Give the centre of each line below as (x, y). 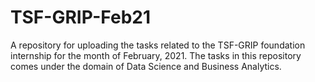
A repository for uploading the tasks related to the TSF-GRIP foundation (158, 45)
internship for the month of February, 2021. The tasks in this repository (156, 55)
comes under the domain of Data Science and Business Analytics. (146, 66)
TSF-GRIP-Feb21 (80, 17)
